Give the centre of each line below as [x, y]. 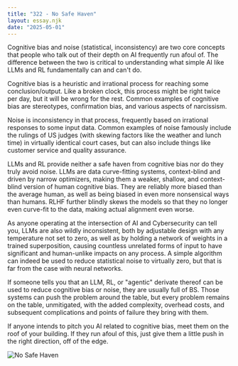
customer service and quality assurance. [67, 151]
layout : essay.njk [34, 21]
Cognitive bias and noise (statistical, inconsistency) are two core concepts [116, 48]
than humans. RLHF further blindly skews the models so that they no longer [118, 202]
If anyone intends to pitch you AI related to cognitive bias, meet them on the [118, 326]
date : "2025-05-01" [36, 27]
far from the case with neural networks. [65, 269]
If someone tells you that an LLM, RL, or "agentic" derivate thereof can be [115, 282]
